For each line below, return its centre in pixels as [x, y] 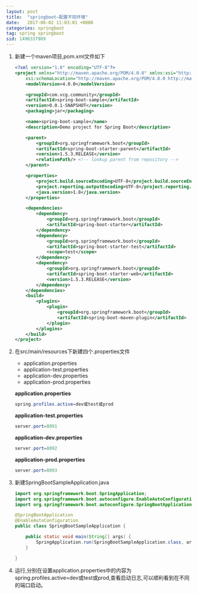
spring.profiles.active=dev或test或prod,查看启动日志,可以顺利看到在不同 [102, 578]
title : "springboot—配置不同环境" [47, 17]
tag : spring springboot [35, 34]
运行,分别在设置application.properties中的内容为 [73, 570]
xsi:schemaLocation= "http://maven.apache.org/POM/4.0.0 [95, 78]
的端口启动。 [30, 585]
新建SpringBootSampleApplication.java [62, 482]
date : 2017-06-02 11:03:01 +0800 [50, 22]
